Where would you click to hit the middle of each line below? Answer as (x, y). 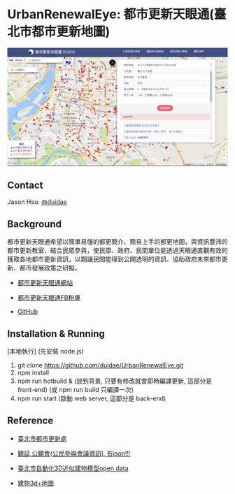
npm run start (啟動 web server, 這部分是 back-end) (92, 398)
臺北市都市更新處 (42, 438)
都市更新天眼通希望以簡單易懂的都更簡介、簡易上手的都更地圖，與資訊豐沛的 (117, 242)
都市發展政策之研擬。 (50, 268)
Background (34, 224)
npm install (33, 373)
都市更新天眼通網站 (45, 283)
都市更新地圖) (71, 32)
